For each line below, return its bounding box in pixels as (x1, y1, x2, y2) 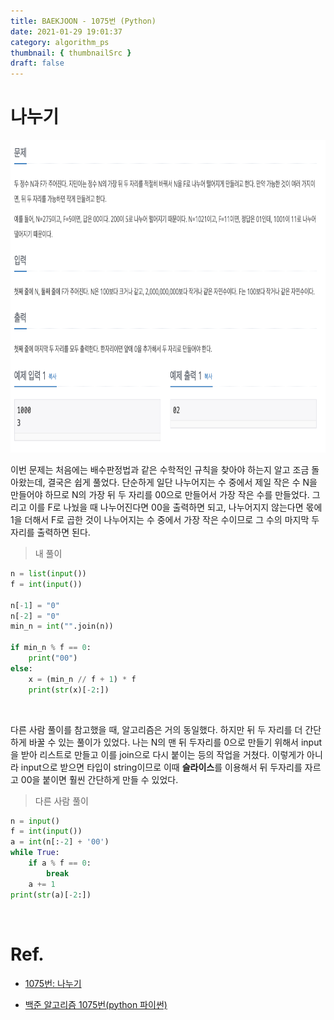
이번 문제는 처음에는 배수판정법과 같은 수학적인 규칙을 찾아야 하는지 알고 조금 (10, 464, 310, 476)
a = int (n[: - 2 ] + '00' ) (10, 837, 110, 847)
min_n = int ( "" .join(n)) (10, 621, 114, 632)
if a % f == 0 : (28, 858, 92, 869)
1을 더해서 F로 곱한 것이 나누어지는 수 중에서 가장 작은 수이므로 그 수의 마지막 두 (10, 514, 320, 526)
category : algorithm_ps (10, 37, 110, 47)
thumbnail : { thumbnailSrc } (10, 48, 132, 58)
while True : (10, 848, 60, 858)
